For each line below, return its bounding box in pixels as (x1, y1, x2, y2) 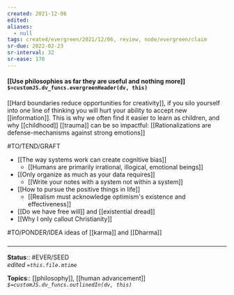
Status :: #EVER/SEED (7, 253, 70, 262)
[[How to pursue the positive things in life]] (17, 185, 141, 193)
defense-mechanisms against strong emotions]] (7, 128, 146, 137)
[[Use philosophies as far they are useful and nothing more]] (7, 77, 186, 86)
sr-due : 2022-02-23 (7, 43, 64, 50)
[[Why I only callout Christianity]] (17, 214, 113, 223)
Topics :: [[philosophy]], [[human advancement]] (7, 274, 146, 282)
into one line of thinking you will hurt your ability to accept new (7, 106, 187, 114)
